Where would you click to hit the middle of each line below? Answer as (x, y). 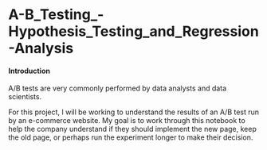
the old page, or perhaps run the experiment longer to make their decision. (131, 137)
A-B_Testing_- (56, 15)
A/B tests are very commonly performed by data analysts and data (118, 88)
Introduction (29, 71)
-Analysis (41, 48)
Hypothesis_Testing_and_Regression (133, 31)
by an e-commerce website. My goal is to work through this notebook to (127, 121)
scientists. (25, 97)
